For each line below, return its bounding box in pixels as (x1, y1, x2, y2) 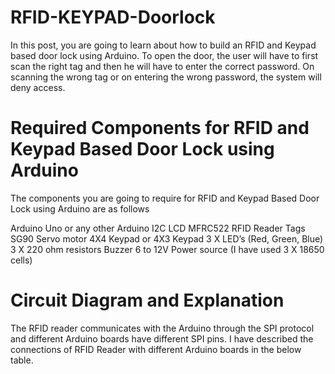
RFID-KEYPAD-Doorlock (10, 6, 216, 29)
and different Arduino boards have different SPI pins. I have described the (10, 332, 314, 345)
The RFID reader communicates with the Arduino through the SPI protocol (10, 322, 315, 334)
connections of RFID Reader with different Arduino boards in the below (10, 343, 302, 355)
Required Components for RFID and (10, 117, 310, 140)
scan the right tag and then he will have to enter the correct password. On (10, 60, 315, 72)
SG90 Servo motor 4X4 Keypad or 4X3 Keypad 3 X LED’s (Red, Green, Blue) (10, 232, 324, 245)
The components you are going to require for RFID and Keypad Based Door (10, 192, 320, 204)
